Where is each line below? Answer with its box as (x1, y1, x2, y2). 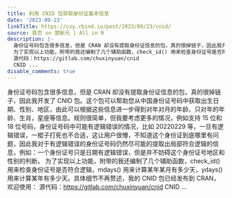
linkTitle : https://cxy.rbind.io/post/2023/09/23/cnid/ (7, 23, 171, 30)
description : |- (7, 36, 54, 43)
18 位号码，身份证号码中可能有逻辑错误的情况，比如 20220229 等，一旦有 (7, 122, 218, 130)
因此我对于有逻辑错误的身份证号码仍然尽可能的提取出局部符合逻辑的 (19, 139, 213, 148)
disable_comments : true (7, 68, 76, 75)
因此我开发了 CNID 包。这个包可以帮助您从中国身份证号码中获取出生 (19, 96, 213, 104)
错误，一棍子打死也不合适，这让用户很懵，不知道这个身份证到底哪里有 (12, 130, 213, 139)
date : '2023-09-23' (7, 17, 64, 23)
